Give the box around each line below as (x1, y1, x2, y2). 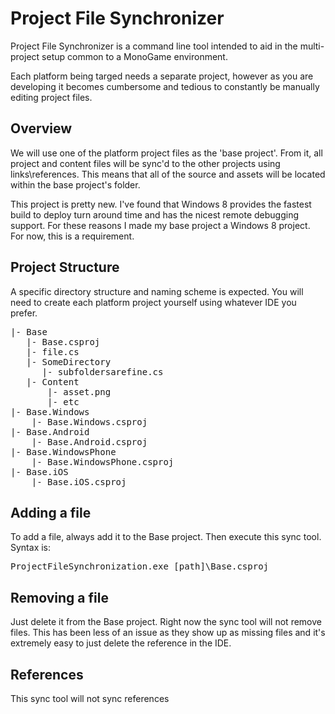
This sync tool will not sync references (10, 693, 170, 704)
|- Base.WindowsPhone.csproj (31, 456, 175, 467)
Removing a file (10, 589, 109, 606)
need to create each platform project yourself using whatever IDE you (10, 296, 297, 308)
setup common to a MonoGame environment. (41, 50, 228, 62)
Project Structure (10, 259, 120, 276)
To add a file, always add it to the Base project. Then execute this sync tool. (10, 531, 322, 543)
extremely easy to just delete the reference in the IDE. (10, 637, 232, 649)
